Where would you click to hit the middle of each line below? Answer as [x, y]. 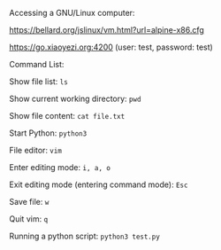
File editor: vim [35, 150]
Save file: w [29, 202]
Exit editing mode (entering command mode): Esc [99, 184]
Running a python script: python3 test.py [85, 236]
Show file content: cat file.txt [67, 116]
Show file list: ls [38, 82]
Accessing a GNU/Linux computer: [72, 13]
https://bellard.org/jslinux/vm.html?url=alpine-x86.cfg [107, 30]
